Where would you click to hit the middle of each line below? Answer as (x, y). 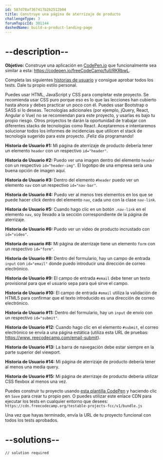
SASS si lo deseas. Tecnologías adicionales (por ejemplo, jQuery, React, (77, 110)
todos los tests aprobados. (32, 420)
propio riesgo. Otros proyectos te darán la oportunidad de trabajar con (76, 120)
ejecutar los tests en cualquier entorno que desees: (57, 401)
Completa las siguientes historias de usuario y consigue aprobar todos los (79, 80)
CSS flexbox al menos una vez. (36, 381)
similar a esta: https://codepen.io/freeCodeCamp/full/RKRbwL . (68, 71)
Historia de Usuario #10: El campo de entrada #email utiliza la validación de (81, 293)
